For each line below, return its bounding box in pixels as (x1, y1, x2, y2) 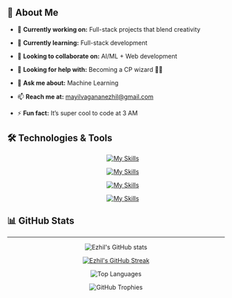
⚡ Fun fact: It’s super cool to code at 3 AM (17, 108, 138, 117)
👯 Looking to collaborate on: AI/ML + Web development (17, 52, 177, 60)
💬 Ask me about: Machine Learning (17, 79, 119, 87)
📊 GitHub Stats (7, 215, 75, 227)
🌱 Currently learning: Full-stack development (17, 39, 148, 47)
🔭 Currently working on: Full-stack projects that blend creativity (17, 25, 201, 33)
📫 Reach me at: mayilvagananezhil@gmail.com (17, 92, 154, 101)
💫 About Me (7, 7, 59, 19)
